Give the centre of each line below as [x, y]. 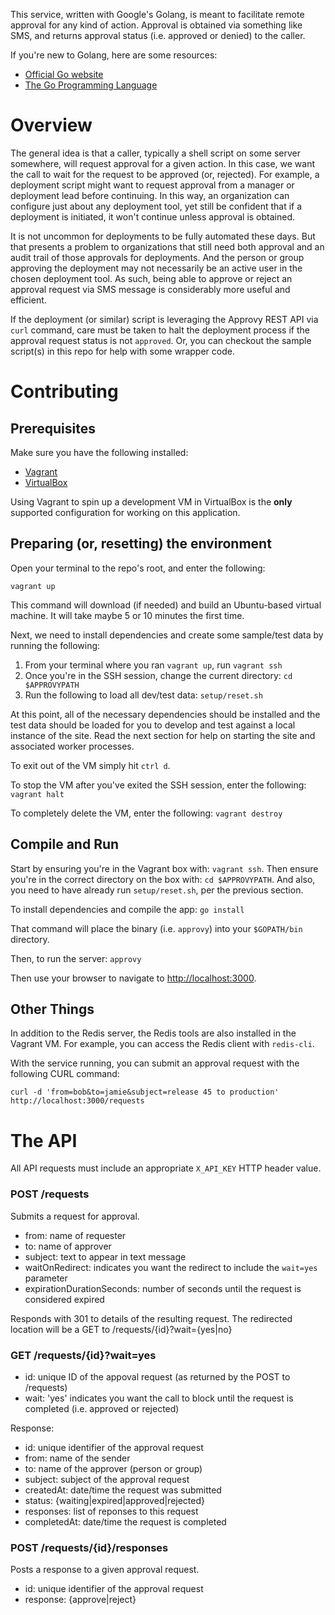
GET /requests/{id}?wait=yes [83, 1355]
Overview [51, 125]
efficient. [28, 300]
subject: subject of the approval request [107, 1479]
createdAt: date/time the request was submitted [123, 1490]
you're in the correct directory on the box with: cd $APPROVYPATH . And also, [163, 879]
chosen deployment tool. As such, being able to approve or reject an [151, 278]
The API [44, 1140]
